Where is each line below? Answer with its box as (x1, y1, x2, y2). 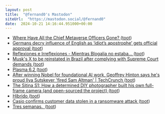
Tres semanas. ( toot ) (12, 104, 56, 110)
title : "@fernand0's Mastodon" (5, 12, 72, 17)
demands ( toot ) (12, 61, 44, 67)
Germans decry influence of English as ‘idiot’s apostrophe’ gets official (12, 40, 158, 46)
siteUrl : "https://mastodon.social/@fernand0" (5, 16, 106, 21)
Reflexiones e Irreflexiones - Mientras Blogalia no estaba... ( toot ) (12, 51, 145, 57)
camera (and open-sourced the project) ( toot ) (25, 88, 120, 94)
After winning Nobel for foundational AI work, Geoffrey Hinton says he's (12, 72, 160, 78)
